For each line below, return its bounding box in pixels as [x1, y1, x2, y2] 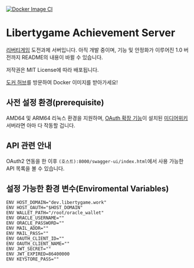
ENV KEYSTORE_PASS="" [6, 256, 60, 262]
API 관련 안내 [6, 141, 52, 151]
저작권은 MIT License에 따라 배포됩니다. [6, 66, 99, 73]
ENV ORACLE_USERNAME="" [6, 215, 65, 221]
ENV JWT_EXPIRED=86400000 [6, 251, 70, 257]
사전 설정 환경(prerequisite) [6, 98, 104, 108]
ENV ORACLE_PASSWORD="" [6, 220, 65, 226]
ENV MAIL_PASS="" [6, 230, 49, 237]
